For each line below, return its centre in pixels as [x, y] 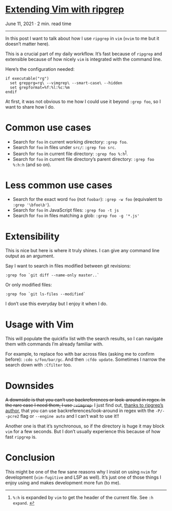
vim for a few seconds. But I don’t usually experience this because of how [83, 432]
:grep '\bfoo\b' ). [31, 205]
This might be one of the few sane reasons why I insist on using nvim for [81, 472]
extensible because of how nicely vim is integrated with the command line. [84, 59]
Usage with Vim [40, 324]
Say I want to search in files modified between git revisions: [68, 266]
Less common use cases [59, 185]
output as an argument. [30, 256]
